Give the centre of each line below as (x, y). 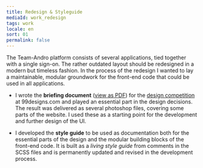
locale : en (20, 29)
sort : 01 (17, 35)
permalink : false (28, 40)
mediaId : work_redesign (36, 18)
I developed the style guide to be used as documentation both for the (102, 133)
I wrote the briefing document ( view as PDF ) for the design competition (105, 95)
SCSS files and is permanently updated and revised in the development (104, 152)
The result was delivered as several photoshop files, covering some (99, 108)
